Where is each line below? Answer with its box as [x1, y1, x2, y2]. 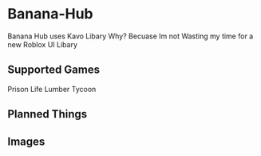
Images [7, 134, 45, 148]
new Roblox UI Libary [7, 39, 77, 49]
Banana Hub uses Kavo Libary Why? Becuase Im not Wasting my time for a [7, 31, 254, 41]
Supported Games [7, 63, 101, 77]
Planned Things [7, 107, 88, 121]
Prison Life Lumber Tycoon [7, 84, 97, 94]
